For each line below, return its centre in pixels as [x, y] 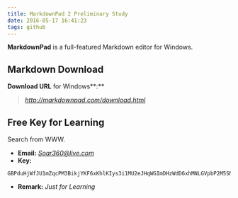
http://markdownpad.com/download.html [85, 100]
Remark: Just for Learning [56, 187]
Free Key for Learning [56, 122]
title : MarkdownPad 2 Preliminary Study [68, 14]
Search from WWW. [36, 139]
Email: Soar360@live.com [56, 153]
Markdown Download [56, 69]
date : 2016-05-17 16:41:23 [47, 21]
